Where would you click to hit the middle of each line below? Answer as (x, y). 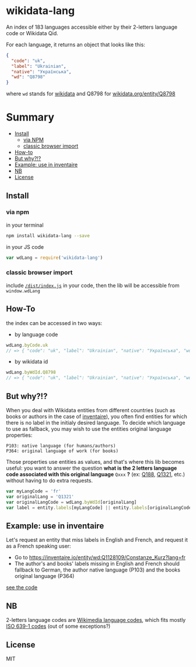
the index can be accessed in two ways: (54, 323)
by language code (36, 334)
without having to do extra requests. (50, 480)
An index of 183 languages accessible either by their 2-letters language (92, 27)
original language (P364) (44, 576)
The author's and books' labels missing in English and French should (97, 564)
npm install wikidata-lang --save (48, 235)
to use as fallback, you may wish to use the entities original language (89, 429)
